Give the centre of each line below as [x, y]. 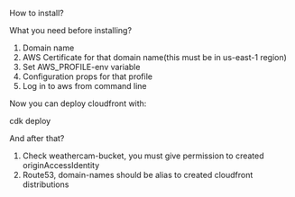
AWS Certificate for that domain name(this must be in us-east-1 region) [154, 57]
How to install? [37, 13]
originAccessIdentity [61, 165]
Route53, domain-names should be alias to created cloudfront [138, 175]
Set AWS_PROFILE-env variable [81, 67]
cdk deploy [30, 121]
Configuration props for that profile [88, 76]
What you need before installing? [71, 30]
